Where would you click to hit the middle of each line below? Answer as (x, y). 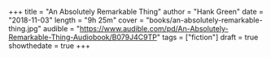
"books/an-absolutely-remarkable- (204, 20)
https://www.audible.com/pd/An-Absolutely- (155, 28)
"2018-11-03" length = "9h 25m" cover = (76, 20)
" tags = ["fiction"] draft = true (208, 37)
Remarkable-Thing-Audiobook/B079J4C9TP (83, 37)
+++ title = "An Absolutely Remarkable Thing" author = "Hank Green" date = (136, 12)
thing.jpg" (25, 28)
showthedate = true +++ (50, 46)
